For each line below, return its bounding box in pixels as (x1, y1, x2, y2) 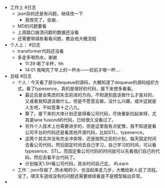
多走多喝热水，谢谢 (17, 54, 57, 60)
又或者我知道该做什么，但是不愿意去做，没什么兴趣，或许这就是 (24, 98, 156, 104)
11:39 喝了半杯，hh (24, 60, 64, 66)
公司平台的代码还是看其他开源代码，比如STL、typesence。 (24, 129, 147, 135)
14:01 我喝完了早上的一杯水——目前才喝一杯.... (24, 67, 121, 72)
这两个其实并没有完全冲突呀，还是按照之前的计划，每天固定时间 (24, 135, 156, 141)
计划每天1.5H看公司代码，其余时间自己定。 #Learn (24, 160, 129, 166)
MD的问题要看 (17, 23, 47, 29)
